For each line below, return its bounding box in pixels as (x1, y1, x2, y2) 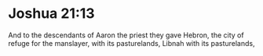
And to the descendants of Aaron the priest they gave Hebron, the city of (8, 30, 245, 40)
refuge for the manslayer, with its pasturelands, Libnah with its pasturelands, (8, 38, 255, 47)
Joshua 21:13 (8, 5, 96, 23)
